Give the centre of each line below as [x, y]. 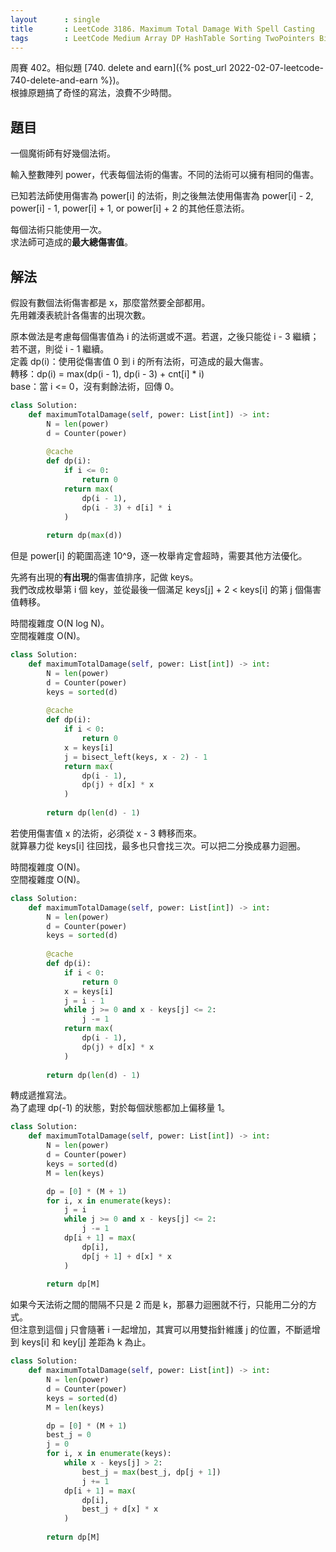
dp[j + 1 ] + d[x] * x [126, 1256]
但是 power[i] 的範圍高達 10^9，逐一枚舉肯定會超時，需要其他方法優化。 [159, 556]
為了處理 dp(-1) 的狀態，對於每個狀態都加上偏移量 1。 [120, 1108]
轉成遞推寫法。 [41, 1095]
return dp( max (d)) [84, 536]
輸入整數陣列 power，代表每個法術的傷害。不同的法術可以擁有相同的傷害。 [165, 175]
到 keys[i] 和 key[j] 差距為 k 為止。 [81, 1342]
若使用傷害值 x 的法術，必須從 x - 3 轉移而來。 [106, 833]
